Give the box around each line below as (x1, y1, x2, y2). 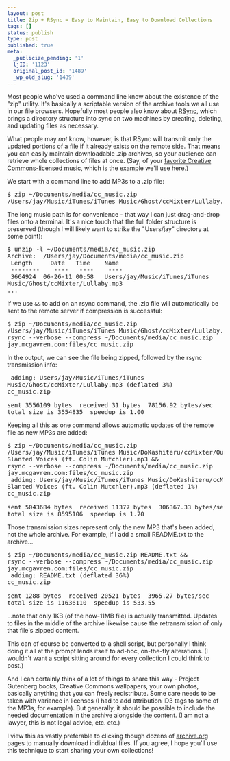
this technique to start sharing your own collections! (7, 747, 154, 755)
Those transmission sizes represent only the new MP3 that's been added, (7, 523, 215, 531)
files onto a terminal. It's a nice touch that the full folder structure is (7, 217, 197, 226)
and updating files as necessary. (7, 121, 99, 130)
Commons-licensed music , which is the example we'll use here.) (7, 164, 189, 172)
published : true (7, 42, 53, 49)
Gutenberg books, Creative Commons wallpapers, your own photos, (7, 682, 199, 690)
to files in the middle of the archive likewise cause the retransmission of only (7, 619, 223, 627)
